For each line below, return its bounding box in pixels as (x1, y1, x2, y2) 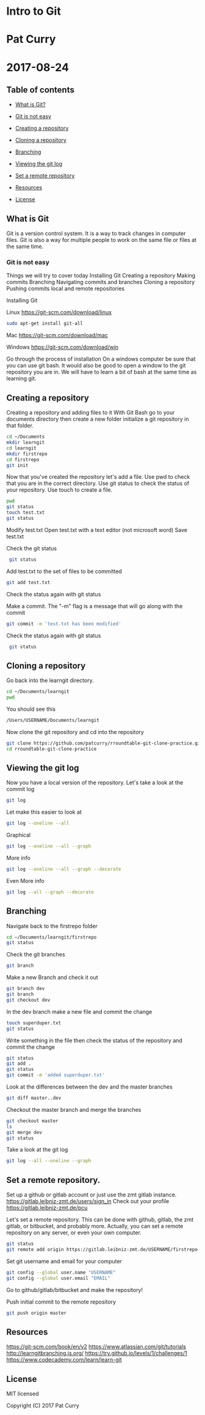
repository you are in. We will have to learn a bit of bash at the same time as (6, 369, 197, 376)
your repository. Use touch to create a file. (6, 486, 113, 494)
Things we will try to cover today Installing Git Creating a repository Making (6, 272, 196, 279)
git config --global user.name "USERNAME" (6, 1269, 116, 1275)
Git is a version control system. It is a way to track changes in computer (6, 230, 186, 237)
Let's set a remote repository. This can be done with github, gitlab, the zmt (6, 1216, 194, 1223)
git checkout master (6, 1117, 59, 1124)
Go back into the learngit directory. (6, 677, 94, 684)
